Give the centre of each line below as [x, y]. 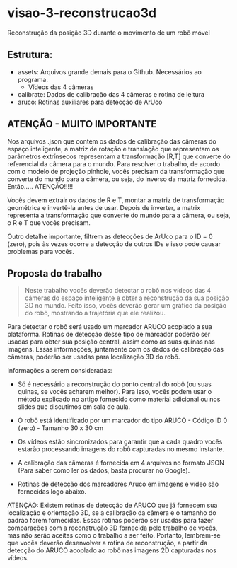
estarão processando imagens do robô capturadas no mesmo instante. [121, 449]
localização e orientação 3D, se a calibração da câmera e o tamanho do [112, 513]
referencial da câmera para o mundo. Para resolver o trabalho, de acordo [114, 163]
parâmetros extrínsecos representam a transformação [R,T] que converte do [119, 156]
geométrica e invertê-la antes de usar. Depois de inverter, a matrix [104, 207]
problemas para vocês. [41, 251]
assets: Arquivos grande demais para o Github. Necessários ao [109, 71]
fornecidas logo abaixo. [52, 492]
